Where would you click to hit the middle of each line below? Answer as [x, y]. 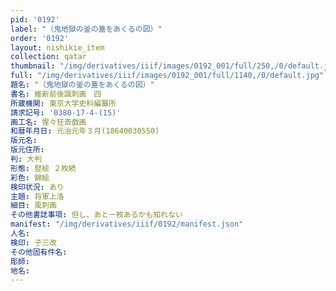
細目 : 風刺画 [33, 206]
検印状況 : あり [37, 187]
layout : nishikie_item [57, 47]
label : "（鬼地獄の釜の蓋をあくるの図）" [86, 29]
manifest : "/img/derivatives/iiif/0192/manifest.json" [127, 224]
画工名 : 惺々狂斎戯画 [48, 122]
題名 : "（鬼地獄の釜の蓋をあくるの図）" [82, 85]
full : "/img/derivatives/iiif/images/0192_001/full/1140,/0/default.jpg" [167, 76]
